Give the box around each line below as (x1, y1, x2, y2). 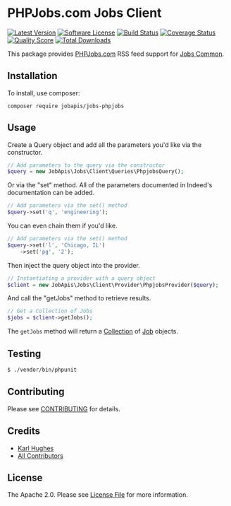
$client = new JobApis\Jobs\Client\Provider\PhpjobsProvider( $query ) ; (7, 281, 219, 288)
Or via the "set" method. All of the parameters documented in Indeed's (7, 181, 213, 189)
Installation (7, 70, 58, 82)
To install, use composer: (7, 88, 80, 97)
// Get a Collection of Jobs (7, 307, 93, 315)
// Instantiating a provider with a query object (7, 274, 156, 282)
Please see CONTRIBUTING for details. (7, 404, 121, 413)
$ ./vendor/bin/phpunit (7, 366, 77, 373)
